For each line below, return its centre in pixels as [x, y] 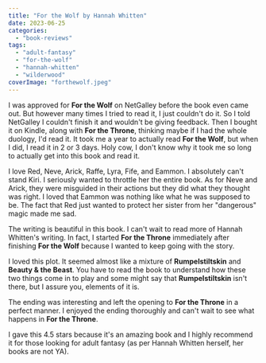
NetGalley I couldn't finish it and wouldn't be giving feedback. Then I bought [133, 122]
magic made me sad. [42, 213]
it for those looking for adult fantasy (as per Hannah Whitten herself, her [126, 342]
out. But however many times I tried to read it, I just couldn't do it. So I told [129, 113]
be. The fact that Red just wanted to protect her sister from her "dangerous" [132, 205]
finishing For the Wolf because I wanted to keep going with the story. [121, 246]
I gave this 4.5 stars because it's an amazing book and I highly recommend [131, 334]
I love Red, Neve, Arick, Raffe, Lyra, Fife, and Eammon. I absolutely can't [126, 171]
